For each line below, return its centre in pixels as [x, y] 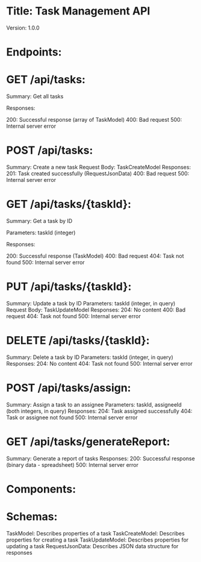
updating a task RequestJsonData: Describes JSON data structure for [92, 546]
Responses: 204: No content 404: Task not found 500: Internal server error [99, 363]
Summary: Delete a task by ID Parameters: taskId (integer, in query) [90, 357]
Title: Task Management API [78, 11]
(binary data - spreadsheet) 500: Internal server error [72, 464]
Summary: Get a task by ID [39, 220]
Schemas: [32, 517]
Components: [41, 489]
